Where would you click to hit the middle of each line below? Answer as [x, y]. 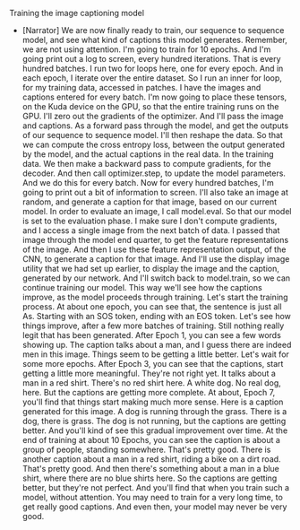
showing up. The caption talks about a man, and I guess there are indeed [157, 345]
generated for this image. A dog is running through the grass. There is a [154, 411]
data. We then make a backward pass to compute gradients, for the [146, 164]
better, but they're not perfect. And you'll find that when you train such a [155, 487]
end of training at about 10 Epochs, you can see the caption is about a [151, 440]
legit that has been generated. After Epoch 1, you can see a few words [152, 335]
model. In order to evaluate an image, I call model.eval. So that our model [157, 211]
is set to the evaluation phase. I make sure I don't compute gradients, [150, 221]
